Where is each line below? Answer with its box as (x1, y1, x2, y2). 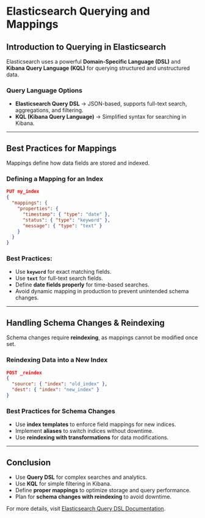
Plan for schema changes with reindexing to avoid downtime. (15, 493, 172, 500)
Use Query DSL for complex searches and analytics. (15, 473, 148, 481)
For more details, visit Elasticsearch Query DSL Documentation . (6, 505, 166, 512)
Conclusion (6, 457, 51, 468)
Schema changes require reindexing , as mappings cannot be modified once (6, 334, 198, 341)
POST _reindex (6, 369, 43, 376)
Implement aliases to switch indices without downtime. (15, 427, 154, 435)
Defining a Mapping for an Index (6, 175, 104, 183)
